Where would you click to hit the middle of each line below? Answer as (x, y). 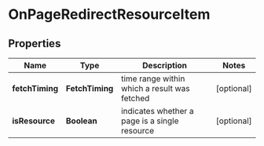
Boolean (82, 121)
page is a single (150, 121)
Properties (35, 44)
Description (165, 66)
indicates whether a (157, 111)
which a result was (155, 88)
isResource (33, 121)
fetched (135, 98)
